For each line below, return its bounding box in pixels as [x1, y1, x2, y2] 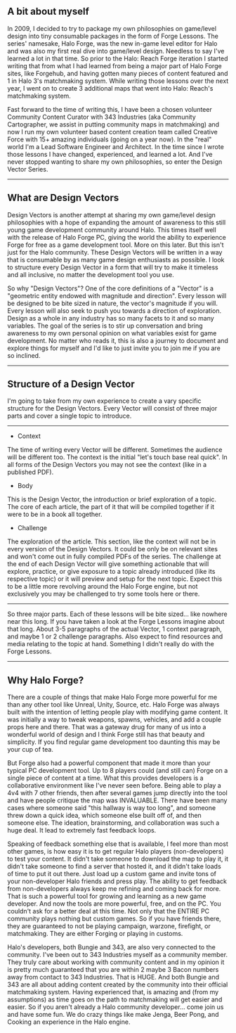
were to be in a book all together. [7, 510, 103, 519]
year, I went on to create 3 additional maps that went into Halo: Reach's [7, 84, 214, 92]
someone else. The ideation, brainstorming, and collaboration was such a [7, 819, 220, 827]
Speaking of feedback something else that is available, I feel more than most [7, 840, 228, 848]
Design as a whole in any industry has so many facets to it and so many [7, 314, 214, 322]
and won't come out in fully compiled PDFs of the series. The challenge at [7, 552, 221, 561]
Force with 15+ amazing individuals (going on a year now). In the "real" [7, 135, 212, 143]
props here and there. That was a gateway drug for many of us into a [7, 723, 206, 731]
